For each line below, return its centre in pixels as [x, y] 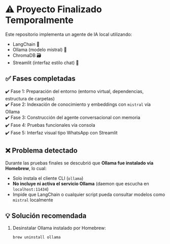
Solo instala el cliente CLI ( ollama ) [48, 178]
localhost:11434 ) [31, 189]
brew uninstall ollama [37, 237]
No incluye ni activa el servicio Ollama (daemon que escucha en [81, 183]
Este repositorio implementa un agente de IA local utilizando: [69, 34]
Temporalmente [39, 20]
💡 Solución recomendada [46, 216]
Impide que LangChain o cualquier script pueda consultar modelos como [89, 194]
